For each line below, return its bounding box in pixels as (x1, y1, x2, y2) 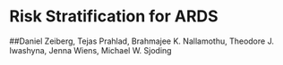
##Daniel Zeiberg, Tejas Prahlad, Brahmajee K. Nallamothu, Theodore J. (9, 36, 275, 46)
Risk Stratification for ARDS (9, 6, 219, 27)
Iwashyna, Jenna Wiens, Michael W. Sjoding (9, 45, 172, 55)
